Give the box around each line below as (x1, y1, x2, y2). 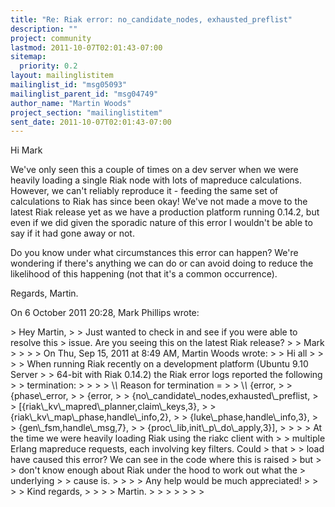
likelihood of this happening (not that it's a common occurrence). (10, 268, 278, 280)
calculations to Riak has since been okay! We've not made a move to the (10, 196, 308, 208)
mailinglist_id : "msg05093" (10, 80, 128, 90)
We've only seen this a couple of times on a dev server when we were (10, 164, 299, 176)
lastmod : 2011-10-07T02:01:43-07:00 (10, 42, 163, 53)
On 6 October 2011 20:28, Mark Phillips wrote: (10, 307, 200, 319)
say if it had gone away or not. (10, 227, 135, 240)
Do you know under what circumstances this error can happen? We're (10, 247, 299, 259)
